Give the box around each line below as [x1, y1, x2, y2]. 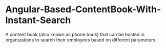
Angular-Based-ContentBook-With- [5, 4, 161, 15]
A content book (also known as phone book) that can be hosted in [5, 31, 145, 37]
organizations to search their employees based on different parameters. [5, 37, 157, 43]
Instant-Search [5, 14, 71, 26]
